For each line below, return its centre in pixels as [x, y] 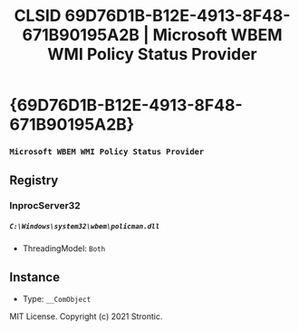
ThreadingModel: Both [64, 248]
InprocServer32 [45, 206]
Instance [35, 277]
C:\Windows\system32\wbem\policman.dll [85, 227]
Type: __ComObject [57, 299]
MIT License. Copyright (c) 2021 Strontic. [86, 316]
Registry [34, 180]
